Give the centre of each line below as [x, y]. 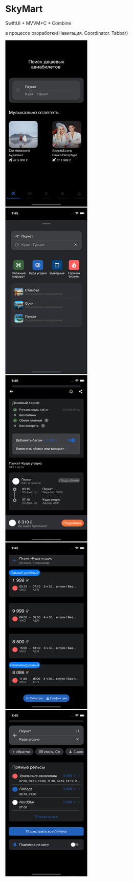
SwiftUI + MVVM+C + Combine [38, 23]
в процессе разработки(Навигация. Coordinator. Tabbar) [67, 33]
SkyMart [24, 9]
